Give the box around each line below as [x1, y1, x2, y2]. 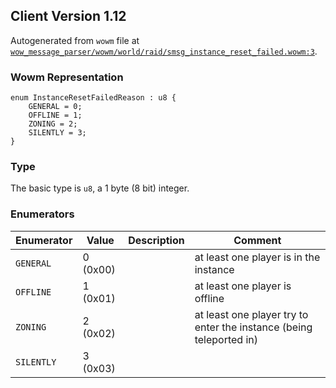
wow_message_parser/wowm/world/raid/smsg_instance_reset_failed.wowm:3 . [10, 45, 318, 57]
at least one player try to [194, 307, 309, 321]
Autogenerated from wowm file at [10, 34, 140, 46]
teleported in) [194, 332, 259, 346]
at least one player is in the [194, 250, 321, 264]
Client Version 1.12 [10, 8, 127, 25]
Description [128, 233, 185, 247]
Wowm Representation [10, 70, 124, 84]
